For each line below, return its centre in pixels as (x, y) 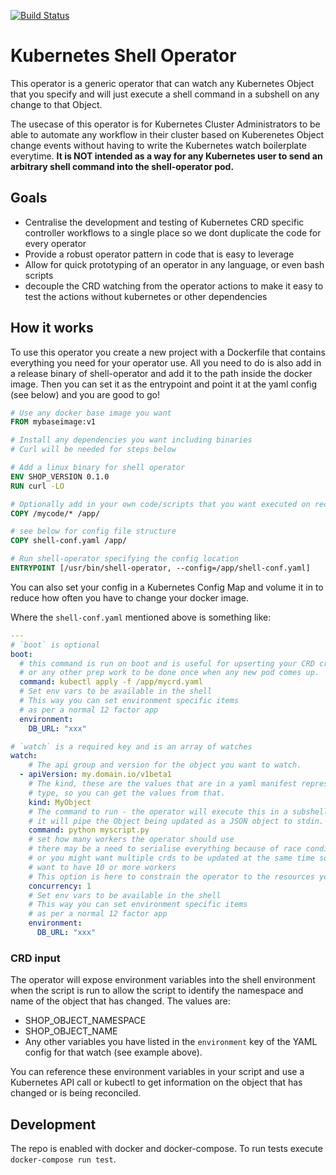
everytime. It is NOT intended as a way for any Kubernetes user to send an (166, 156)
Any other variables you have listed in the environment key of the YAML (171, 1042)
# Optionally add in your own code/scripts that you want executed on (160, 504)
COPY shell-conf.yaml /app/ (69, 541)
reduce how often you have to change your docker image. (130, 597)
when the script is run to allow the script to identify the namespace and (157, 991)
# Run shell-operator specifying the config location (125, 559)
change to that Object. (56, 104)
